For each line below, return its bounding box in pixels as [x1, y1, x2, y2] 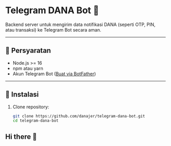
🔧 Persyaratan [5, 46, 51, 55]
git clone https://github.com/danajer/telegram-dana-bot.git [12, 113, 146, 119]
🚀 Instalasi [5, 90, 39, 99]
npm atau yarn [12, 65, 43, 71]
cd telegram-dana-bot [12, 118, 59, 124]
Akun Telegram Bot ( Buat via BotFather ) [12, 71, 96, 77]
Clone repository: [12, 104, 49, 110]
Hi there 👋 [5, 132, 37, 141]
